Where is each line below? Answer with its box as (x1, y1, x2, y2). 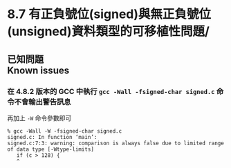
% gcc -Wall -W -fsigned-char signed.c (7, 127, 122, 135)
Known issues (7, 64, 70, 76)
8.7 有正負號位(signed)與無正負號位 (7, 6, 212, 22)
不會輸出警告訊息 (14, 97, 71, 106)
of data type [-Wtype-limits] (7, 146, 95, 153)
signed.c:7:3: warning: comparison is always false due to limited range (7, 140, 225, 147)
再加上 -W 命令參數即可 (7, 113, 72, 122)
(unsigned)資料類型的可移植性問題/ (7, 24, 210, 39)
